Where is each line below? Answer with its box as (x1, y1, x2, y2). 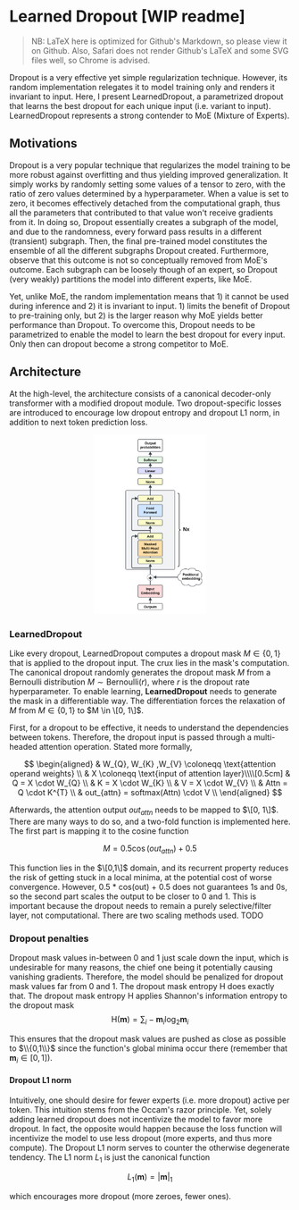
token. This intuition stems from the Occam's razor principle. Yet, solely (9, 1105, 272, 1115)
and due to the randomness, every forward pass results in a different (9, 226, 262, 237)
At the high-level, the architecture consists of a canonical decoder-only (9, 388, 271, 399)
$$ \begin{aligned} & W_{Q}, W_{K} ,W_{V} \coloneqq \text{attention (23, 759, 277, 769)
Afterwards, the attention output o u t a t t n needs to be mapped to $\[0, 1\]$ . (9, 804, 279, 818)
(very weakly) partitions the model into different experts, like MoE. (9, 273, 253, 284)
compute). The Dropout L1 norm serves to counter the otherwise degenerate (9, 1142, 290, 1154)
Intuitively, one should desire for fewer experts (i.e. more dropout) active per (9, 1095, 290, 1105)
